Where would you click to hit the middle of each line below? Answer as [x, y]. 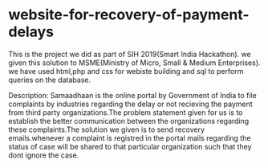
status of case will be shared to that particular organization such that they [130, 146]
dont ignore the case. [44, 155]
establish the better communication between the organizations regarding [129, 121]
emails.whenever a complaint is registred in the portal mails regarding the [130, 137]
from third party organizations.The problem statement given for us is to [126, 112]
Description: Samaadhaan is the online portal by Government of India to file [132, 95]
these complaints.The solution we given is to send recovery [106, 129]
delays [31, 32]
